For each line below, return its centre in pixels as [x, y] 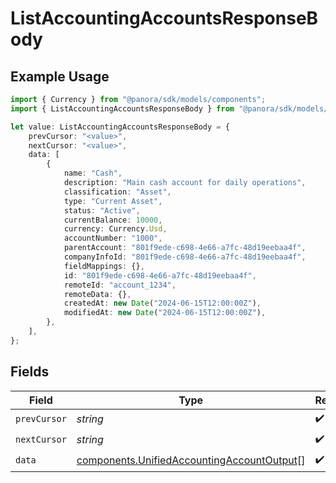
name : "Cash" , [93, 173]
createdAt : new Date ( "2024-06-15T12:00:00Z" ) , [162, 303]
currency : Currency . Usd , [115, 229]
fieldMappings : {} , [104, 266]
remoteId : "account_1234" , [120, 285]
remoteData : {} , [97, 294]
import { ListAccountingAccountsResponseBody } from [122, 108]
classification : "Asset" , [117, 192]
